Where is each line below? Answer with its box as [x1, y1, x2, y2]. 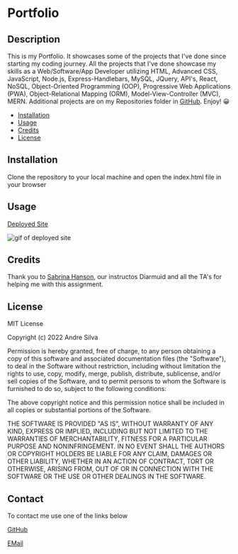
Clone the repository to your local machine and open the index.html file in [7, 172, 222, 181]
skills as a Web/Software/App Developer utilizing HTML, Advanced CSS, [7, 67, 218, 75]
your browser [7, 180, 47, 188]
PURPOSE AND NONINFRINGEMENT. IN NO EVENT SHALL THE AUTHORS [7, 442, 225, 451]
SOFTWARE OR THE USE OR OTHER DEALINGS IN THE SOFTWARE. [7, 473, 206, 481]
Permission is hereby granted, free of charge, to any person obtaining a [7, 347, 216, 356]
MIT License [7, 320, 44, 328]
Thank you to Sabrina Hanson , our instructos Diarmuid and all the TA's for [7, 273, 222, 281]
